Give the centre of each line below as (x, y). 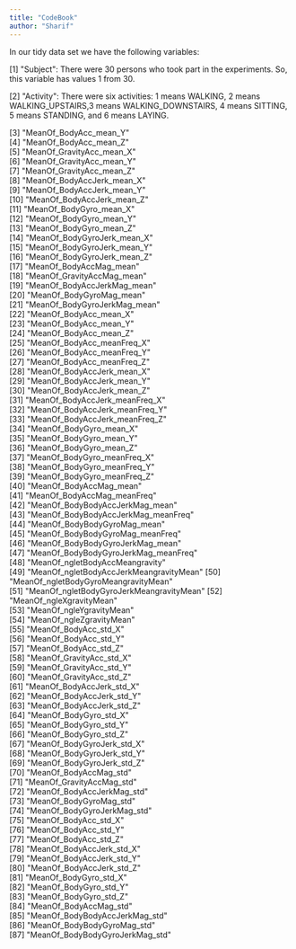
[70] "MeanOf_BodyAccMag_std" (71, 772)
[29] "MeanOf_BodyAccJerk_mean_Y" (80, 381)
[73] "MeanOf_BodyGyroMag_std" (73, 801)
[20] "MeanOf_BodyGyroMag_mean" (78, 295)
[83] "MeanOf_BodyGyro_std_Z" (69, 896)
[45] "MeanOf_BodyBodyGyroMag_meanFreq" (96, 533)
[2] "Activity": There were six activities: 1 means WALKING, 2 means (135, 96)
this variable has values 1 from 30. (72, 78)
